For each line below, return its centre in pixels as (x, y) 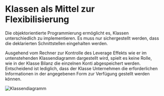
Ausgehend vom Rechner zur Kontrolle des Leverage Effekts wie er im (76, 53)
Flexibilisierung (37, 19)
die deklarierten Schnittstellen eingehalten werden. (56, 43)
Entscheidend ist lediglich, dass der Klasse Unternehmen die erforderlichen (82, 68)
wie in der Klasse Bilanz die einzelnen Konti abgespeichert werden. (73, 63)
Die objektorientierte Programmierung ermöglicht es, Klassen (67, 33)
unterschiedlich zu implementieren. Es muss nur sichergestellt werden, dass (82, 38)
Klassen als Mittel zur (50, 9)
